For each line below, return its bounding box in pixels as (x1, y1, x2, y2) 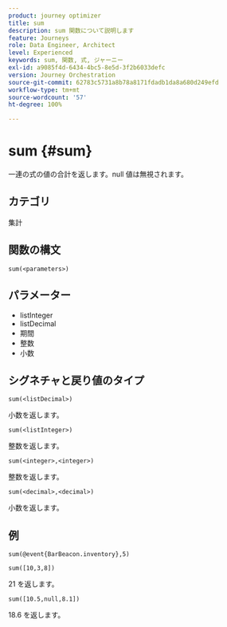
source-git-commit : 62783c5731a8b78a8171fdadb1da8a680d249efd (8, 78, 219, 86)
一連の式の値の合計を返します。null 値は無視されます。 (8, 169, 189, 179)
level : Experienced (8, 49, 73, 57)
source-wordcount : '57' (8, 93, 88, 101)
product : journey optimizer (8, 11, 102, 20)
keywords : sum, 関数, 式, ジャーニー (8, 57, 123, 65)
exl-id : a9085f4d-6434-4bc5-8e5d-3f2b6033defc (8, 64, 166, 72)
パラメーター (8, 289, 72, 302)
